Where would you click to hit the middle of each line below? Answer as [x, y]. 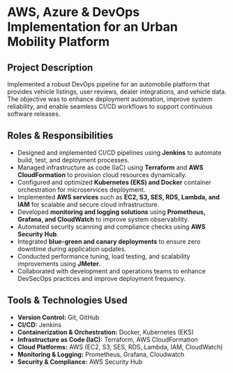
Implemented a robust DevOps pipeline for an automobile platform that [109, 84]
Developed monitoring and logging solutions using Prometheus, [111, 212]
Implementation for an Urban [92, 27]
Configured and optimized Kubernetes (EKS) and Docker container [114, 182]
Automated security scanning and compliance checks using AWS [111, 227]
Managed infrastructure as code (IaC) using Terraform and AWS [110, 167]
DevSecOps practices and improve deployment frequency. [102, 278]
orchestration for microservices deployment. [81, 190]
